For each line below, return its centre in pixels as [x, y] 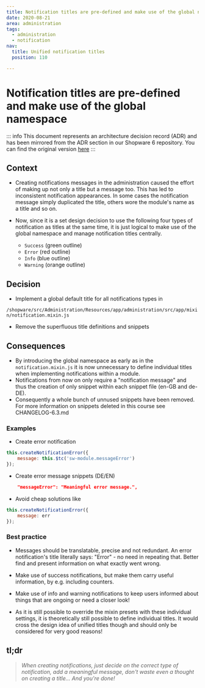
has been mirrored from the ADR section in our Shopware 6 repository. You [101, 142]
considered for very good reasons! [59, 631]
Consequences [36, 346]
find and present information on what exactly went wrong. [88, 563]
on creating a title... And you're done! [68, 678]
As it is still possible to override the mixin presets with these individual [103, 612]
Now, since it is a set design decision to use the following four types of [104, 221]
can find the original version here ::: [51, 149]
